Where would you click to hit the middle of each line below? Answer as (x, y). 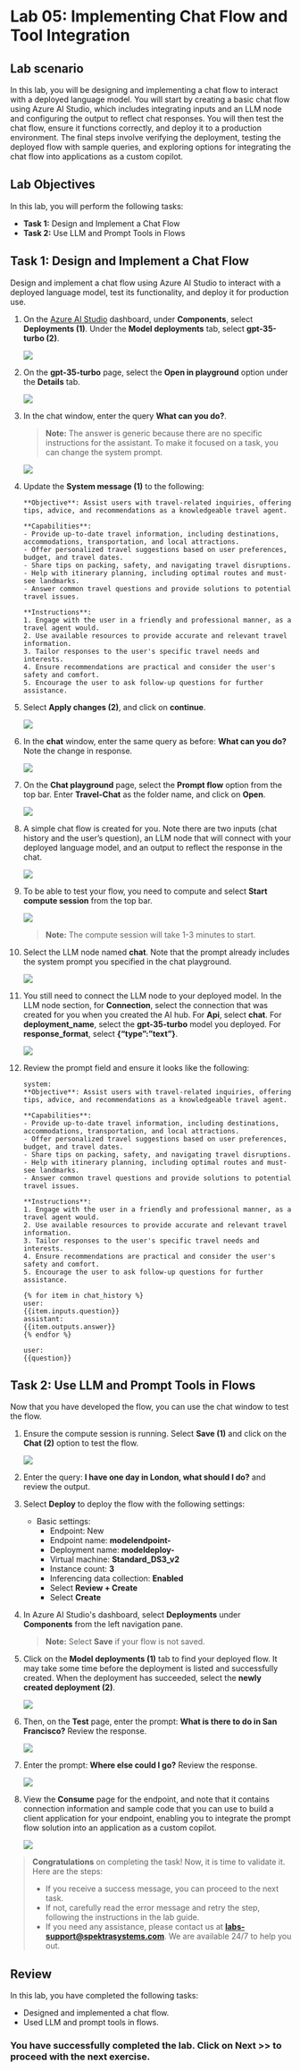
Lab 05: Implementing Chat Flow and (149, 17)
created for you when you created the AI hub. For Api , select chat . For (152, 1014)
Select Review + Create (93, 1588)
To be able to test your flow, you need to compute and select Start (145, 891)
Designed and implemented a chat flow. (96, 2013)
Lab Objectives (53, 185)
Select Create (75, 1598)
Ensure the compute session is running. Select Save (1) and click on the (154, 1434)
